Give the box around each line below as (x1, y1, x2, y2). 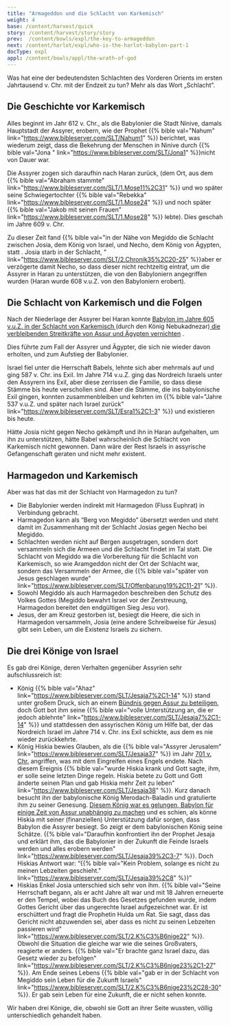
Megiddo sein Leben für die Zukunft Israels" (16, 976, 142, 984)
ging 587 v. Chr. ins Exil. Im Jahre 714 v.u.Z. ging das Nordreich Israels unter (7, 371, 223, 379)
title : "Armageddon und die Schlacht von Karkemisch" (7, 10, 165, 17)
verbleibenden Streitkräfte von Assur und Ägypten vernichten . (7, 330, 185, 338)
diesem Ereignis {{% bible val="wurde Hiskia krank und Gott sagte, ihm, (16, 764, 221, 773)
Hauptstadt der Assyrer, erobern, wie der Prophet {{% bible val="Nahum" (7, 126, 215, 135)
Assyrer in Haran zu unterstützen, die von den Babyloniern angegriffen (7, 269, 207, 278)
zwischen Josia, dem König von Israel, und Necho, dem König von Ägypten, (7, 240, 222, 249)
